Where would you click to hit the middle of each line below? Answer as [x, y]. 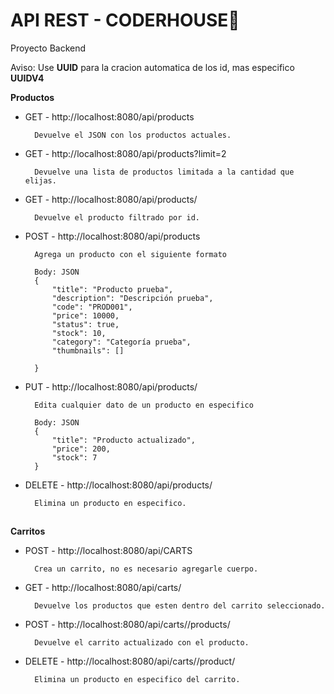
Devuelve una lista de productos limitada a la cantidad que [164, 172]
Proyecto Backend [48, 48]
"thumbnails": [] [88, 350]
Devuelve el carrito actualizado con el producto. [142, 643]
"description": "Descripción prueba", [132, 298]
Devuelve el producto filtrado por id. [117, 217]
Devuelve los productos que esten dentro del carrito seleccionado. [180, 606]
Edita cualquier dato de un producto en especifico [144, 405]
